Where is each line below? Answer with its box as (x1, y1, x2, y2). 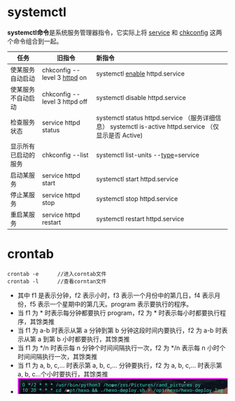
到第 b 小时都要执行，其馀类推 (43, 335, 130, 343)
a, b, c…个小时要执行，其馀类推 (17, 370, 108, 378)
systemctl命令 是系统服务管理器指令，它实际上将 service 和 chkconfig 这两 (7, 28, 222, 36)
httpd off (62, 97, 88, 106)
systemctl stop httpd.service (96, 195, 178, 203)
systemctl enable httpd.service (96, 69, 185, 78)
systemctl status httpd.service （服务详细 (96, 113, 215, 122)
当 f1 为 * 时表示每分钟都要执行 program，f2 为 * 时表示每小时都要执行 (17, 309, 220, 317)
